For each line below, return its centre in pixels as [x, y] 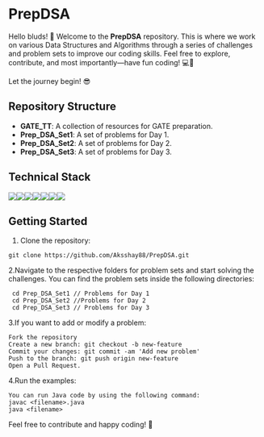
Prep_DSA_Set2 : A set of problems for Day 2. [96, 143]
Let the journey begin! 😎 [50, 81]
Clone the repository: [55, 241]
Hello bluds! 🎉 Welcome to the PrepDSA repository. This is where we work [132, 36]
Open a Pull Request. [45, 366]
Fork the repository [43, 338]
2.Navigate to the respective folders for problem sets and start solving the [131, 270]
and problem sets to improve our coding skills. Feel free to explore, [119, 53]
